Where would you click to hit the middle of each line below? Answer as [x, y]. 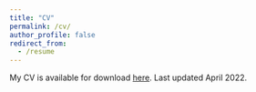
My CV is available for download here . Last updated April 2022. [128, 77]
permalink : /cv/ [40, 26]
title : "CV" [32, 18]
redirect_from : [38, 43]
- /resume [36, 52]
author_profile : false [52, 35]
